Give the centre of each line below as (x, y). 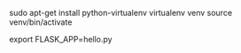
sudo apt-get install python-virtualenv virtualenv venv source (121, 13)
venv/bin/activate (41, 22)
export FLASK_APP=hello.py (61, 39)
